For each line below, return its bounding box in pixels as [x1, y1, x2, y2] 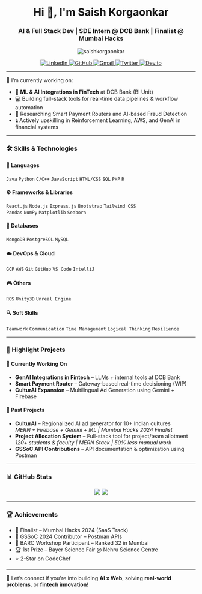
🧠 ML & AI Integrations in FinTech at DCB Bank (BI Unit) [14, 88, 153, 95]
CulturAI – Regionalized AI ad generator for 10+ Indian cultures [14, 420, 171, 427]
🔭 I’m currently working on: [6, 77, 73, 84]
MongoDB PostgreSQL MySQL [6, 237, 69, 243]
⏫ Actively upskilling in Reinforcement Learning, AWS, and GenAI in [14, 117, 181, 124]
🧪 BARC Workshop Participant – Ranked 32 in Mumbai [14, 539, 149, 546]
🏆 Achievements [6, 511, 58, 519]
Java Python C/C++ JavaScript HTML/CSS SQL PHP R [6, 176, 124, 182]
